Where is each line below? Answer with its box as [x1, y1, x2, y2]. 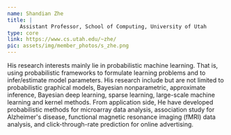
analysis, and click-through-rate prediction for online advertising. [7, 120, 193, 128]
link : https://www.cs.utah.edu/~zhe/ [7, 36, 117, 43]
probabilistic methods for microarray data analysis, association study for [7, 105, 215, 114]
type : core [7, 29, 39, 37]
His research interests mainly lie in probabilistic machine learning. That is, [7, 62, 218, 69]
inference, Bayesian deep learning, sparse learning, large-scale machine [7, 91, 216, 99]
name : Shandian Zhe [7, 10, 64, 17]
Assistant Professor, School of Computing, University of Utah [19, 23, 207, 30]
